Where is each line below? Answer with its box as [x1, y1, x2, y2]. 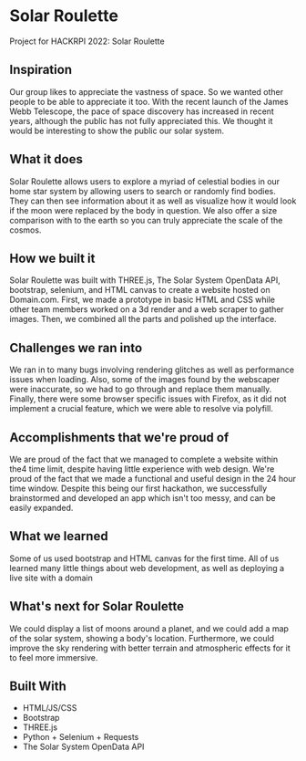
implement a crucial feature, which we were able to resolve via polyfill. [9, 403, 273, 414]
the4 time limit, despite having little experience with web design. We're [9, 464, 275, 474]
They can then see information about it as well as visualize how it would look [9, 195, 297, 206]
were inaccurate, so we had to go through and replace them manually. [9, 384, 272, 395]
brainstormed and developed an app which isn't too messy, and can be [9, 493, 276, 503]
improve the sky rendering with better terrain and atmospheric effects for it [9, 642, 291, 653]
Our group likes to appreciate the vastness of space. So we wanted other [9, 86, 284, 97]
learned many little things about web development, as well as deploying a [9, 562, 285, 573]
